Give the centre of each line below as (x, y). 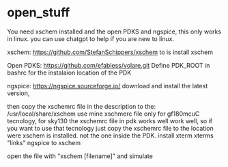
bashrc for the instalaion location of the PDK (69, 73)
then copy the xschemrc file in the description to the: (81, 106)
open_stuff (39, 13)
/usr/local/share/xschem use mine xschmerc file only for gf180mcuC (103, 114)
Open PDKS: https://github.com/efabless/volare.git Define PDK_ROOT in (109, 65)
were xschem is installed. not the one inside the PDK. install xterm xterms (110, 136)
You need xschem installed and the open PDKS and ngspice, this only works (114, 31)
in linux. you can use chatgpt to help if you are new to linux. (91, 38)
